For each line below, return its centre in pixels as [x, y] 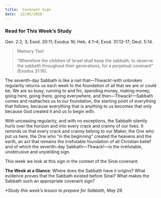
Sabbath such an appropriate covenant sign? [50, 181]
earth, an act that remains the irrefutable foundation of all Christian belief [78, 141]
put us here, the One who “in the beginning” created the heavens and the [78, 136]
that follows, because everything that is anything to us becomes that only [79, 106]
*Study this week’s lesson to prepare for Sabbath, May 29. [64, 190]
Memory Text [30, 51]
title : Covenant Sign [28, 9]
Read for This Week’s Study [38, 31]
